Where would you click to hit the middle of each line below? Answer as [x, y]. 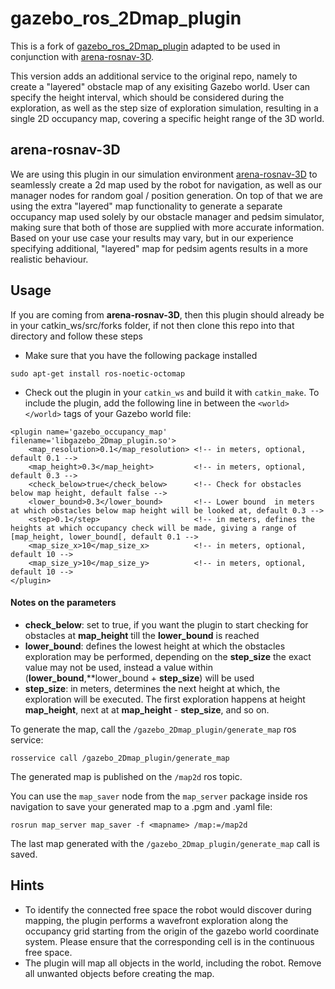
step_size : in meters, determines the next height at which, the [152, 688]
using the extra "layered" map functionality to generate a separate [146, 206]
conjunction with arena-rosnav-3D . [82, 56]
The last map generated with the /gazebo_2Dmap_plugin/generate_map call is [165, 843]
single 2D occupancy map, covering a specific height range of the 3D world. [167, 118]
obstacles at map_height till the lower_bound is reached [142, 635]
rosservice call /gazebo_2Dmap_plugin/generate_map [120, 758]
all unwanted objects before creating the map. [119, 973]
